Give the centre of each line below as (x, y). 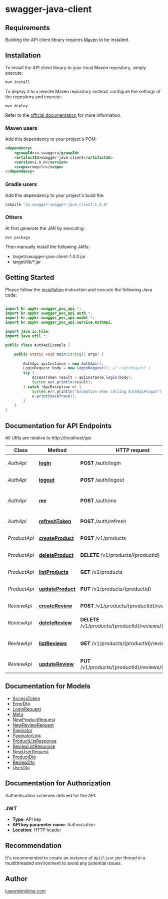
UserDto (21, 767)
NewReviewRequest (33, 725)
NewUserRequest (30, 751)
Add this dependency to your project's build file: (55, 195)
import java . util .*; (27, 336)
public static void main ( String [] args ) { (59, 354)
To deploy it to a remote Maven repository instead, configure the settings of (83, 91)
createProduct (56, 538)
